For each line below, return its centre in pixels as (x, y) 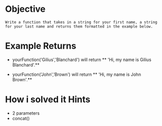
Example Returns (41, 46)
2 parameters (26, 113)
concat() (21, 118)
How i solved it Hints (48, 100)
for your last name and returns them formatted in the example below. (79, 26)
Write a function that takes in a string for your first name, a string (81, 22)
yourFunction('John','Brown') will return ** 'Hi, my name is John (77, 74)
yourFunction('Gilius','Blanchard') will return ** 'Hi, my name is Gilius (82, 60)
